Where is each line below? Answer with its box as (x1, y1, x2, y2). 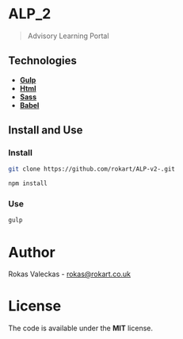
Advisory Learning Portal (27, 31, 109, 40)
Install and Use (8, 124, 83, 137)
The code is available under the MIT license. (8, 323, 153, 333)
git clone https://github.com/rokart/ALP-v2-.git (8, 165, 176, 173)
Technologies (8, 54, 78, 67)
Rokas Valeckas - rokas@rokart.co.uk (8, 269, 132, 279)
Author (8, 243, 55, 261)
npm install (8, 179, 48, 187)
